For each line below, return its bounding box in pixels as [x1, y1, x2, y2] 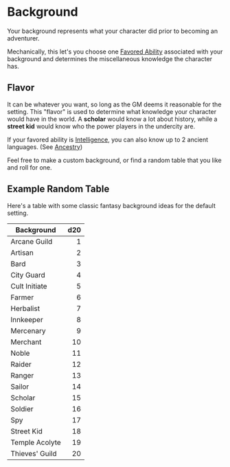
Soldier [10, 404, 34, 413]
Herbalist [10, 304, 40, 313]
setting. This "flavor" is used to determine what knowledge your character [7, 107, 217, 115]
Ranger [10, 370, 34, 380]
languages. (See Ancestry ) [7, 142, 83, 151]
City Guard [10, 270, 46, 280]
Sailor [10, 382, 30, 391]
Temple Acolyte [10, 437, 62, 447]
